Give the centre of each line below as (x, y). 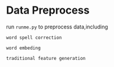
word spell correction (34, 37)
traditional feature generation (46, 58)
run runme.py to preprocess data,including (57, 27)
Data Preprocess (48, 10)
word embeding (24, 48)
